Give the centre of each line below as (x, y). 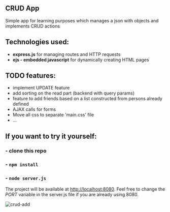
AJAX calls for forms (34, 109)
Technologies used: (37, 42)
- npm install (22, 164)
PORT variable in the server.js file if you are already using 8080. (72, 194)
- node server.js (26, 178)
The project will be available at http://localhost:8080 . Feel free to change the (85, 189)
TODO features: (30, 76)
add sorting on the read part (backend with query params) (74, 93)
